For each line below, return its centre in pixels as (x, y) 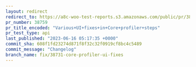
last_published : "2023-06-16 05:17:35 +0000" (62, 38)
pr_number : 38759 (27, 22)
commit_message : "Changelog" (41, 50)
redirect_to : (21, 17)
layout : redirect (27, 11)
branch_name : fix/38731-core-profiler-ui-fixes (65, 55)
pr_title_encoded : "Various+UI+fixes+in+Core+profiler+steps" (83, 28)
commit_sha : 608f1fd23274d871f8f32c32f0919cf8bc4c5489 (74, 44)
